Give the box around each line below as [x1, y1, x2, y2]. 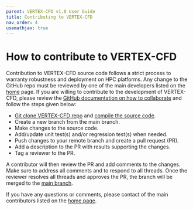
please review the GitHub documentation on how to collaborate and [19, 94, 182, 101]
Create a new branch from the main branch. [14, 118, 120, 126]
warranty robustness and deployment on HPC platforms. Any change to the [6, 76, 188, 83]
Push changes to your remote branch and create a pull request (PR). [14, 137, 180, 144]
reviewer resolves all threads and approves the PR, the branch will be [6, 174, 173, 181]
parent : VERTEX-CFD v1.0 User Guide [6, 8, 95, 15]
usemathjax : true [6, 25, 49, 31]
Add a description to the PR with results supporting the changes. [14, 143, 171, 150]
